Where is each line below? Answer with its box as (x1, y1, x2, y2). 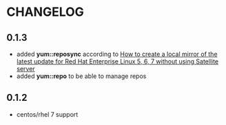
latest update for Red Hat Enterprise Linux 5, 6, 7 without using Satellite (16, 57, 219, 66)
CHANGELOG (6, 4, 84, 20)
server (16, 65, 35, 73)
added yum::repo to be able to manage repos (16, 72, 147, 80)
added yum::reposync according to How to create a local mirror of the (16, 50, 218, 58)
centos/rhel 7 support (16, 110, 79, 118)
